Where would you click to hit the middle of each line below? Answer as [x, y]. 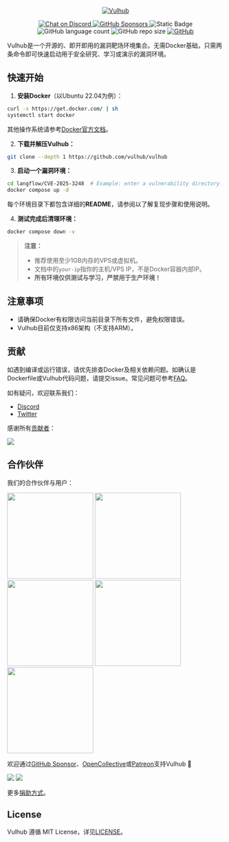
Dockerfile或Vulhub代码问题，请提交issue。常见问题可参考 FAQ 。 [99, 378]
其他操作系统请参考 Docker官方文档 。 [59, 129]
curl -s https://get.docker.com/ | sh [63, 109]
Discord [28, 407]
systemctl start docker [41, 115]
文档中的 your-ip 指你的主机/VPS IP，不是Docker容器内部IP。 [120, 269]
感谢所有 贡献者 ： [31, 428]
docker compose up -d [38, 190]
